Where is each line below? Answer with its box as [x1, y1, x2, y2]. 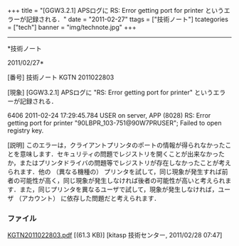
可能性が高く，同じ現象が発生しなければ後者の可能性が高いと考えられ [19, 177, 225, 184]
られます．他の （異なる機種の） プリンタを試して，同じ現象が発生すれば [7, 167, 222, 176]
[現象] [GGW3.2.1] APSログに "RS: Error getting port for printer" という [7, 88, 213, 96]
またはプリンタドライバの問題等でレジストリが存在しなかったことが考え [19, 159, 231, 167]
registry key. [7, 126, 44, 135]
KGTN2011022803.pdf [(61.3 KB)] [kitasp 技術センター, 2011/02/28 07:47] [7, 231, 223, 240]
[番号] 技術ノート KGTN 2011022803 [7, 73, 115, 82]
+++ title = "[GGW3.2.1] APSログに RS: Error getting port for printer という [7, 6, 224, 14]
